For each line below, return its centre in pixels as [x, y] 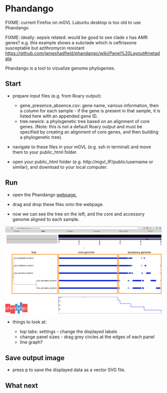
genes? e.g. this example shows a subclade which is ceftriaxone [71, 42]
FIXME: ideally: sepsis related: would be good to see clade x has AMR [77, 37]
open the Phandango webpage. [44, 195]
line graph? [31, 342]
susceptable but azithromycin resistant [45, 48]
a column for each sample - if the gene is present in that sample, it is [90, 110]
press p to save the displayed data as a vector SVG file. [69, 370]
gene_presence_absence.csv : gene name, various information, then [89, 105]
